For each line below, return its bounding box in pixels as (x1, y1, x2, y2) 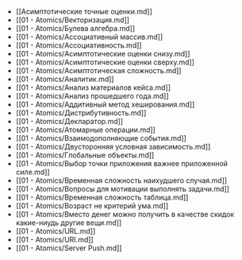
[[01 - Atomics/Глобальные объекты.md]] (15, 150, 155, 160)
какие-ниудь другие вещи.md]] (15, 218, 122, 227)
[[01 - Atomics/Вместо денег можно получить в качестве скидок (15, 210, 235, 219)
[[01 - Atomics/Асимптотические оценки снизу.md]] (15, 49, 190, 58)
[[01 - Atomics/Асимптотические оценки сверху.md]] (15, 57, 195, 67)
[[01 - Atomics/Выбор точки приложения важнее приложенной (15, 159, 229, 168)
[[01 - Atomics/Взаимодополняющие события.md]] (15, 134, 186, 142)
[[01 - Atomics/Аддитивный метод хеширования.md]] (15, 99, 195, 109)
